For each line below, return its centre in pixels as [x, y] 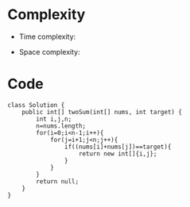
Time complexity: [47, 36]
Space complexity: [49, 52]
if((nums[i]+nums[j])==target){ [118, 147]
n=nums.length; [61, 126]
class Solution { [36, 105]
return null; [58, 181]
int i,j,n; [54, 119]
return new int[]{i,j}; [118, 153]
